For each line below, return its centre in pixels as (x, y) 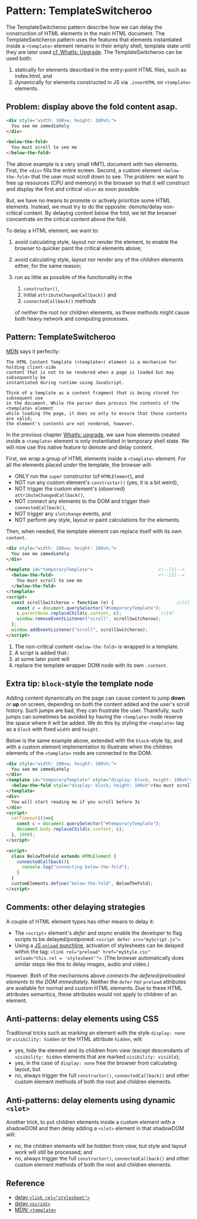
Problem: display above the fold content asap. (92, 107)
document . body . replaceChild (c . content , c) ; (71, 830)
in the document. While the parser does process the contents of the (93, 403)
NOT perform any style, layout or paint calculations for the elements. (97, 520)
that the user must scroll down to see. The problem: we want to (108, 177)
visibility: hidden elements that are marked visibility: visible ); (97, 1057)
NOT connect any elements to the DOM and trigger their (82, 501)
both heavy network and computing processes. (72, 319)
